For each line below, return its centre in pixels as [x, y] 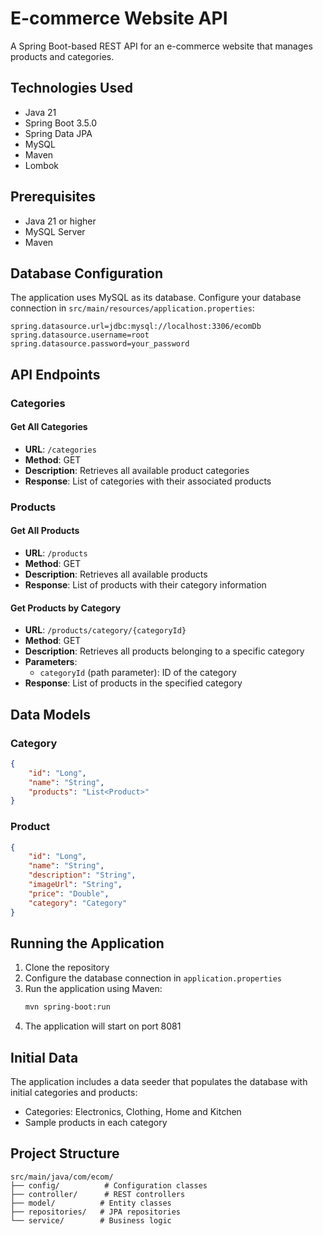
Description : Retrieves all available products [116, 574]
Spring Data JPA [58, 133]
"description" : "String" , [82, 875]
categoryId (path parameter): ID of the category [138, 673]
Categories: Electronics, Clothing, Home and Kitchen [133, 1112]
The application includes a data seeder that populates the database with [159, 1082]
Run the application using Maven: [93, 989]
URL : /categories [60, 449]
